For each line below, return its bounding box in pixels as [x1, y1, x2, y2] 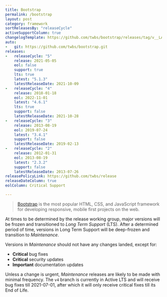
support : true [14, 68, 43, 73]
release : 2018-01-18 [14, 91, 57, 96]
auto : [5, 40, 16, 45]
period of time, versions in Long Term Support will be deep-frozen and [5, 226, 150, 232]
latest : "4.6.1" [14, 100, 48, 105]
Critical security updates [12, 256, 64, 262]
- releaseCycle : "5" [5, 53, 52, 59]
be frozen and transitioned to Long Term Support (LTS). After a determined [5, 221, 159, 227]
